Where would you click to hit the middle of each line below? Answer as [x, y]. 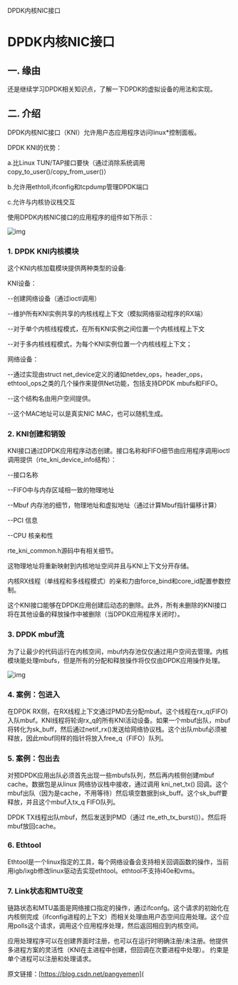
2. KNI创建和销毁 [36, 434]
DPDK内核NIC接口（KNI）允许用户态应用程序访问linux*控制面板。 [104, 132]
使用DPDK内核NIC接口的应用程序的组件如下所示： [81, 217]
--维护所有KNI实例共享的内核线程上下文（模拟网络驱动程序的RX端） [107, 314]
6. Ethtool [24, 845]
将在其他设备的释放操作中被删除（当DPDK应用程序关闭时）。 [95, 614]
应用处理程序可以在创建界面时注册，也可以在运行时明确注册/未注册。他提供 [118, 941]
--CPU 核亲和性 [30, 536]
